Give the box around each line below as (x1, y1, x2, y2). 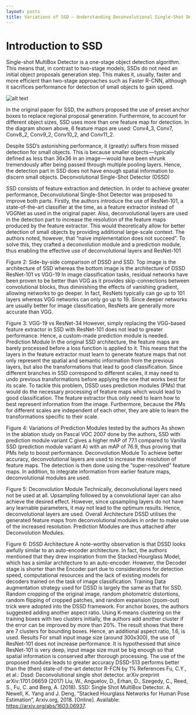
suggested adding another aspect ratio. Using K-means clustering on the (6, 609, 181, 616)
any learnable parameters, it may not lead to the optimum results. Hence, (6, 505, 181, 512)
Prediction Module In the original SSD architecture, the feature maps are (6, 338, 179, 346)
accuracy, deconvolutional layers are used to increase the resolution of (6, 455, 177, 463)
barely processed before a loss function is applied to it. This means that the (6, 345, 188, 352)
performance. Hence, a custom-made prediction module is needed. (6, 332, 169, 339)
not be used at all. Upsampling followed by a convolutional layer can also (6, 492, 181, 499)
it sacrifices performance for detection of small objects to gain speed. (6, 83, 174, 91)
